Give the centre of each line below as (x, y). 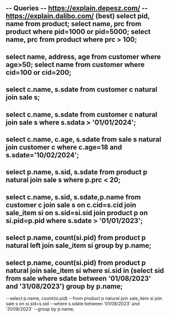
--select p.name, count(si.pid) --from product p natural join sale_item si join (84, 298)
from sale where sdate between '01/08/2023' (78, 278)
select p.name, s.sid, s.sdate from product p (76, 172)
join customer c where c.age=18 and (64, 147)
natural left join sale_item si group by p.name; (78, 246)
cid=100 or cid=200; (39, 72)
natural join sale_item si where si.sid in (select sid (85, 271)
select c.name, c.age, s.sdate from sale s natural (83, 139)
